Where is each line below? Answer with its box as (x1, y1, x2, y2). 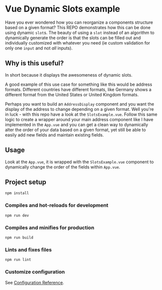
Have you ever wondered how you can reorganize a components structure (5, 19, 153, 25)
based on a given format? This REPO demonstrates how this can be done (5, 24, 151, 30)
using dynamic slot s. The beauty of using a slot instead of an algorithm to (5, 30, 155, 35)
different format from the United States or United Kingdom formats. (5, 92, 139, 97)
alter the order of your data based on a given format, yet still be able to (5, 127, 146, 133)
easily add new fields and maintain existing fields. (5, 132, 104, 137)
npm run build (5, 235, 34, 240)
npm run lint (5, 258, 31, 262)
